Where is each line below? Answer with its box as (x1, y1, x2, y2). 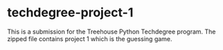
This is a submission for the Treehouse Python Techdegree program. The (7, 27, 216, 36)
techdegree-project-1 (7, 5, 134, 21)
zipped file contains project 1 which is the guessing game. (7, 34, 172, 42)
